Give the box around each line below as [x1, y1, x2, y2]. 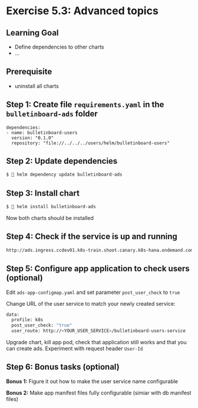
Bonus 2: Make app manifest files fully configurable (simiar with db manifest [6, 389, 192, 396]
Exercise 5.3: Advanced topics [6, 4, 159, 18]
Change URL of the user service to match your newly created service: [6, 300, 176, 307]
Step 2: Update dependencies [6, 156, 118, 166]
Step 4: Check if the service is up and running [6, 232, 178, 242]
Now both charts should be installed [6, 215, 94, 221]
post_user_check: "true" [11, 322, 72, 329]
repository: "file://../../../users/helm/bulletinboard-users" [11, 140, 170, 146]
